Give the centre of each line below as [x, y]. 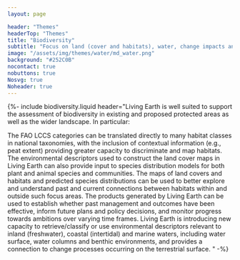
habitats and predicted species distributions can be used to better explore [116, 181]
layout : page [27, 14]
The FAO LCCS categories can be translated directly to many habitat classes [120, 135]
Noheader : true [30, 86]
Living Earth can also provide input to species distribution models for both [116, 166]
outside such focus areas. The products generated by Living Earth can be [116, 196]
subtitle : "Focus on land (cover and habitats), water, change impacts [116, 47]
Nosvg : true [25, 80]
